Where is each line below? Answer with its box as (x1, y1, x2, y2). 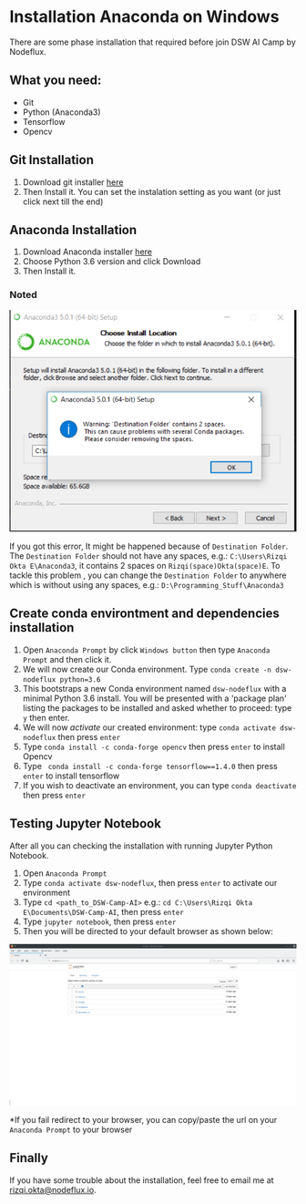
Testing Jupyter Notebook (9, 816, 162, 831)
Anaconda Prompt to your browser (9, 1124, 133, 1136)
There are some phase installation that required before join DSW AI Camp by (9, 36, 296, 47)
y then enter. (22, 712, 70, 723)
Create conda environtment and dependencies (9, 606, 280, 622)
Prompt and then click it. (22, 653, 112, 664)
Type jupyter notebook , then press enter (22, 916, 177, 927)
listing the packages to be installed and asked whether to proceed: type (22, 702, 292, 713)
